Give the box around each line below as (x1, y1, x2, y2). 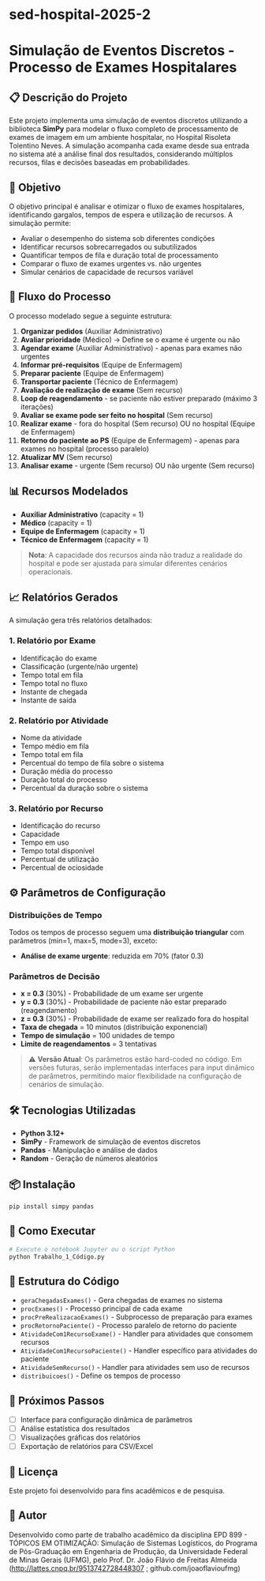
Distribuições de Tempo (9, 909, 103, 920)
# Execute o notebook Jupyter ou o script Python (9, 1245, 176, 1253)
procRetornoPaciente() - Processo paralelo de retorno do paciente (20, 1321, 237, 1331)
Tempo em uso (20, 838, 69, 847)
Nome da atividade (20, 733, 82, 743)
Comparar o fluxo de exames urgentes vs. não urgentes (20, 259, 202, 268)
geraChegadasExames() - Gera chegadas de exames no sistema (20, 1296, 223, 1305)
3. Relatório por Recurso (9, 803, 104, 814)
